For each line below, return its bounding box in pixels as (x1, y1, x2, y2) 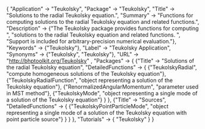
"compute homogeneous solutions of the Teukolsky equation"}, (6, 70, 166, 77)
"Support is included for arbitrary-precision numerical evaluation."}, (6, 38, 177, 45)
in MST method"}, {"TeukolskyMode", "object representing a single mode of (6, 90, 198, 97)
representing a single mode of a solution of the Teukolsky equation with (6, 109, 187, 116)
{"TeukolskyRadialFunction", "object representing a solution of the (6, 76, 173, 84)
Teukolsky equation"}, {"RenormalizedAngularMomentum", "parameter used (6, 83, 199, 90)
